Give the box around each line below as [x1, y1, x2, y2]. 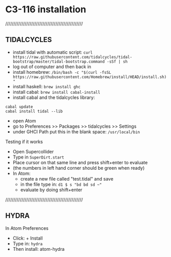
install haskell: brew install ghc [12, 83, 81, 89]
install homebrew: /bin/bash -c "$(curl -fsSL [12, 69, 112, 75]
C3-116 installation [5, 4, 87, 15]
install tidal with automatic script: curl [12, 49, 93, 55]
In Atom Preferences [5, 225, 49, 231]
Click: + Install [12, 235, 43, 241]
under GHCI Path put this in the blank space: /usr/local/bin [12, 128, 140, 134]
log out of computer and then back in [12, 63, 91, 70]
